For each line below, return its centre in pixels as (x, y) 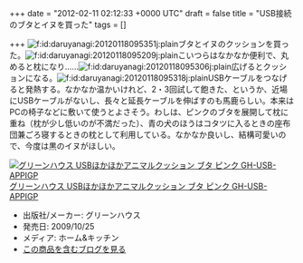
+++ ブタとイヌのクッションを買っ (149, 44)
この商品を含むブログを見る (74, 249)
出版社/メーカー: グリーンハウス (82, 215)
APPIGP (24, 196)
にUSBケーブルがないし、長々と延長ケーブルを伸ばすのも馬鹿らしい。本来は (151, 101)
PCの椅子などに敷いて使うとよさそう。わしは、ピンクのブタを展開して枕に (149, 112)
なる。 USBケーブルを (148, 78)
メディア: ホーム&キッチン (71, 238)
